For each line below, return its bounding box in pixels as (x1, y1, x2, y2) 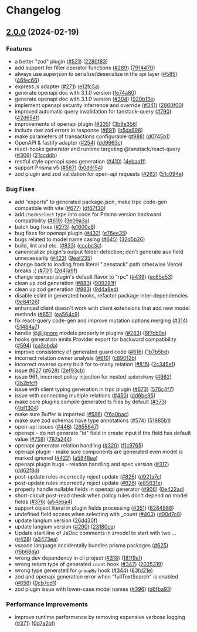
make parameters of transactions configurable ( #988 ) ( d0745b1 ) (14, 133, 171, 140)
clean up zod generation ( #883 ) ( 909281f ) (14, 280, 117, 287)
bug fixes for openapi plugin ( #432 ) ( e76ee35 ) (14, 230, 127, 237)
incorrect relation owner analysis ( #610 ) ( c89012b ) (14, 355, 137, 362)
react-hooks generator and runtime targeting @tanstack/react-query (14, 145, 181, 152)
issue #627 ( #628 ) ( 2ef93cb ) (14, 367, 86, 374)
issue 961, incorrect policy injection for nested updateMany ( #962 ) (14, 373, 172, 380)
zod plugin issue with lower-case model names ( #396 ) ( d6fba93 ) (14, 586, 172, 593)
